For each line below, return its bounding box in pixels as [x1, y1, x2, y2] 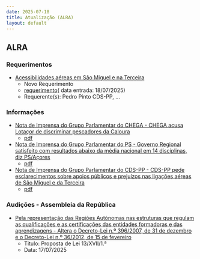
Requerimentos [6, 60, 52, 69]
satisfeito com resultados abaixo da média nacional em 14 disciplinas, [14, 147, 187, 154]
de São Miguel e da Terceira [14, 179, 85, 186]
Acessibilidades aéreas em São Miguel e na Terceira [14, 74, 145, 81]
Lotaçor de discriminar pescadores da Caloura [14, 128, 130, 135]
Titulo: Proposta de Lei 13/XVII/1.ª [23, 240, 107, 247]
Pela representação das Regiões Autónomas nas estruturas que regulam [14, 214, 195, 221]
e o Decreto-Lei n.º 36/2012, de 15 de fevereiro [14, 233, 132, 240]
